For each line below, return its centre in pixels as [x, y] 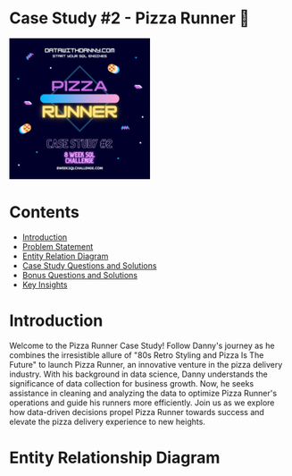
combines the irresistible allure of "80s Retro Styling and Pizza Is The [137, 355]
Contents [45, 212]
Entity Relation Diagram [65, 256]
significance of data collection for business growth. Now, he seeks [132, 383]
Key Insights [45, 285]
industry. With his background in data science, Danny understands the [138, 374]
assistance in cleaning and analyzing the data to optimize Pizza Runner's [143, 393]
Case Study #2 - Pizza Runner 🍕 [129, 18]
